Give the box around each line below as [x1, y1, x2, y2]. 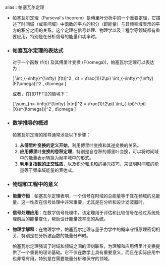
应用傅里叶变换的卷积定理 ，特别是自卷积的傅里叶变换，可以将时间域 [19, 148, 159, 154]
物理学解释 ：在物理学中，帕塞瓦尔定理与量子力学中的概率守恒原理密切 [12, 226, 156, 232]
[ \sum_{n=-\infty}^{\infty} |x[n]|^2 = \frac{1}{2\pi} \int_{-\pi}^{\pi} [12, 101, 146, 107]
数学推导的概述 [12, 120, 49, 127]
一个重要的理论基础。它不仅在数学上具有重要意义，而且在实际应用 [21, 249, 156, 255]
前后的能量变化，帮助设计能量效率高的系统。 [16, 215, 108, 222]
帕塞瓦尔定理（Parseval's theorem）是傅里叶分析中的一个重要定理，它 [12, 15, 156, 21]
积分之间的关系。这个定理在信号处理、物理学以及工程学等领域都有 [21, 27, 156, 33]
